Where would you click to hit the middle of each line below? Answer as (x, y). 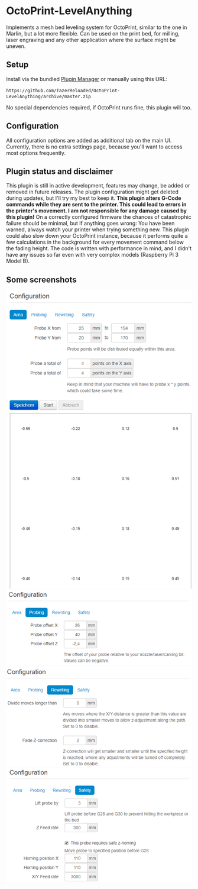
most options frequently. (36, 153)
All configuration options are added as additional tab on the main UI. (89, 140)
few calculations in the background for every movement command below (95, 242)
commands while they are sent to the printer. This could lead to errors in (96, 205)
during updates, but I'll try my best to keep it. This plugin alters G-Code (94, 198)
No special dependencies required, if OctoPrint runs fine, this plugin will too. (99, 107)
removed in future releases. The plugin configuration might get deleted (92, 192)
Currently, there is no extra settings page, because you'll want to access (94, 147)
